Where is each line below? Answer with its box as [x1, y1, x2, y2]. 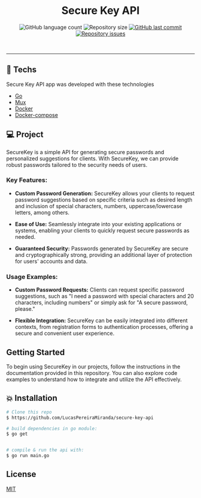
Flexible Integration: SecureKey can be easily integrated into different [14, 317, 188, 324]
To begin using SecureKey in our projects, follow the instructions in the [6, 363, 181, 370]
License [6, 469, 36, 479]
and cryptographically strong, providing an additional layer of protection [14, 251, 193, 258]
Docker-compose [14, 111, 59, 118]
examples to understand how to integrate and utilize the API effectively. [6, 376, 182, 383]
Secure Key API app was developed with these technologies [6, 80, 154, 88]
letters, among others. [14, 209, 70, 216]
